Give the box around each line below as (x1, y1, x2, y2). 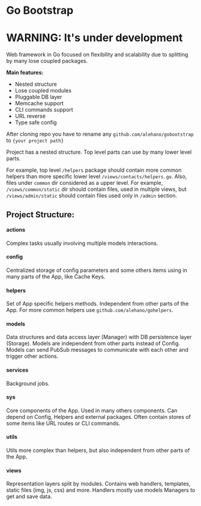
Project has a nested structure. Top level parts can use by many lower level (6, 148, 192, 156)
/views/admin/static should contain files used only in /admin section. (6, 192, 178, 199)
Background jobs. (6, 379, 50, 387)
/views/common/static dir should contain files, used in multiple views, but (6, 185, 187, 193)
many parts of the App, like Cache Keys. (6, 273, 106, 280)
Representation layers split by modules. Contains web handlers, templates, (6, 480, 191, 487)
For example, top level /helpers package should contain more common (6, 166, 182, 174)
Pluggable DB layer (14, 94, 62, 101)
